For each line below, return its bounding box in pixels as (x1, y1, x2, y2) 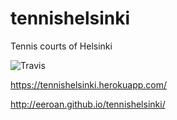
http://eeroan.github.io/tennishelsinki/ (10, 98, 166, 110)
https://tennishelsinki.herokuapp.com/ (10, 78, 168, 91)
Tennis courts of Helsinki (10, 40, 113, 52)
